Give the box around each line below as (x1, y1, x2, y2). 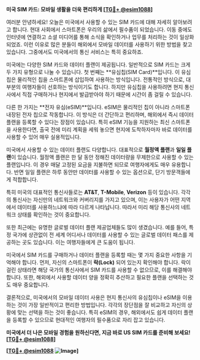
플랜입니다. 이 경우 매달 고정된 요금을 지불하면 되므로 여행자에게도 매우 (6, 161, 170, 168)
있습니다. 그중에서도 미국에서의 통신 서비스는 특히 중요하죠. (6, 48, 143, 56)
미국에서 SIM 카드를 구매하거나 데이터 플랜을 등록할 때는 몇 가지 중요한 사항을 (6, 251, 186, 259)
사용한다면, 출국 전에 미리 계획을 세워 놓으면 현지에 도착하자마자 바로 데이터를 (12, 126, 193, 133)
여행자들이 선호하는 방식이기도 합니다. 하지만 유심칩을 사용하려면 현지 (21, 84, 183, 90)
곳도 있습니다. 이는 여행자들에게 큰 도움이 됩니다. (21, 239, 136, 245)
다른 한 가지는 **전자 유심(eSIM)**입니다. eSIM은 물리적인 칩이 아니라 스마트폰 (6, 104, 190, 110)
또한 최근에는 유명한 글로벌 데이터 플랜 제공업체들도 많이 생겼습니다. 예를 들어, (6, 224, 188, 230)
